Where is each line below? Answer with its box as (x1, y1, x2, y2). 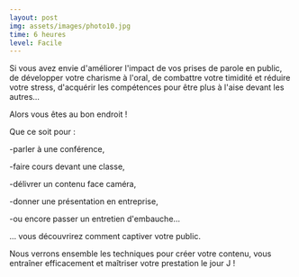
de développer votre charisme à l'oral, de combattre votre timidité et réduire (9, 73, 291, 84)
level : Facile (9, 38, 63, 48)
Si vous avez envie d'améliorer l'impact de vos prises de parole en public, (9, 63, 283, 74)
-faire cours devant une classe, (9, 161, 125, 172)
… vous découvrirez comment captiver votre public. (9, 231, 201, 242)
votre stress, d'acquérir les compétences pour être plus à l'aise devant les (9, 82, 285, 93)
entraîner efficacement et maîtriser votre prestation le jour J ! (9, 258, 236, 269)
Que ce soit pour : (9, 127, 77, 138)
